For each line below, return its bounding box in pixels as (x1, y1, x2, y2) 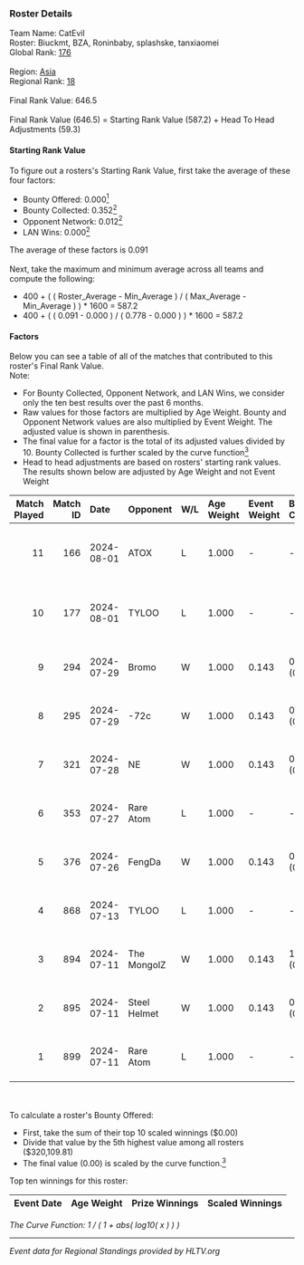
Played (14, 508, 44, 521)
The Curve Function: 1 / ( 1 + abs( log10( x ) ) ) (9, 1219, 180, 1230)
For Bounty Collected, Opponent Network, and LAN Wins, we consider (22, 388, 285, 398)
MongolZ (128, 958, 166, 971)
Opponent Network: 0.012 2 (22, 214, 123, 226)
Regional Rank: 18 (9, 76, 75, 87)
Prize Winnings (130, 1196, 199, 1209)
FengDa (128, 855, 161, 867)
